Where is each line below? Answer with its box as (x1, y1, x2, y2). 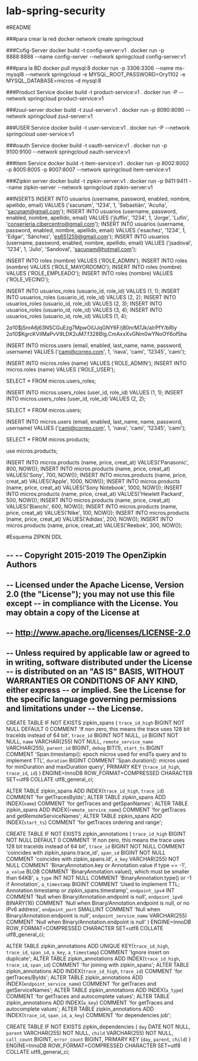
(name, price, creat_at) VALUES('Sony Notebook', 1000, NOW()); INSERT (6, 484, 183, 491)
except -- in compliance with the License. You (6, 598, 178, 608)
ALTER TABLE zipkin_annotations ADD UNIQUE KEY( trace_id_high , (6, 942, 170, 949)
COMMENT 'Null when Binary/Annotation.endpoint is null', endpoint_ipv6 (6, 893, 183, 900)
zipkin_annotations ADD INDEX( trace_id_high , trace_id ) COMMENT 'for (6, 967, 183, 975)
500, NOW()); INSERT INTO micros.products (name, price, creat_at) (6, 496, 170, 504)
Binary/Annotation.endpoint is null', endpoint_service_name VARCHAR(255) (6, 912, 187, 919)
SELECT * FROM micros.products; (6, 435, 90, 443)
